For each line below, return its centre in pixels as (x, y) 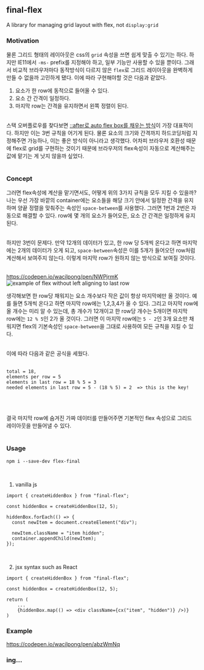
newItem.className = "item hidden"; (58, 533)
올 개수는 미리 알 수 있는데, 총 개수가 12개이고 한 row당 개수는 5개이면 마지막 (97, 311)
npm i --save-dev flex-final (43, 461)
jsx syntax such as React (46, 567)
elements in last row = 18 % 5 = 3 (51, 382)
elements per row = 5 (34, 377)
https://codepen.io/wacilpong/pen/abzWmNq (63, 644)
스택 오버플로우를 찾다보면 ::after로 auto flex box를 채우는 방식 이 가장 (89, 125)
